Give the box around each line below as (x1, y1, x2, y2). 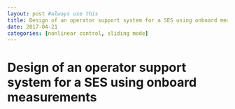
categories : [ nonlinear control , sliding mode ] (7, 29, 149, 37)
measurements (7, 89, 97, 106)
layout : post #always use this (7, 10, 99, 17)
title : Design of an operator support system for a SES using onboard (7, 17, 218, 24)
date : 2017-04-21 (7, 23, 58, 30)
